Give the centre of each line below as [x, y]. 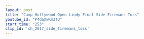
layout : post [19, 10]
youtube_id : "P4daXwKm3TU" [34, 19]
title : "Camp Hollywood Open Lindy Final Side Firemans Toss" [72, 15]
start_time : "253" [25, 24]
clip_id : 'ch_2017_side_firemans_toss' [47, 29]
